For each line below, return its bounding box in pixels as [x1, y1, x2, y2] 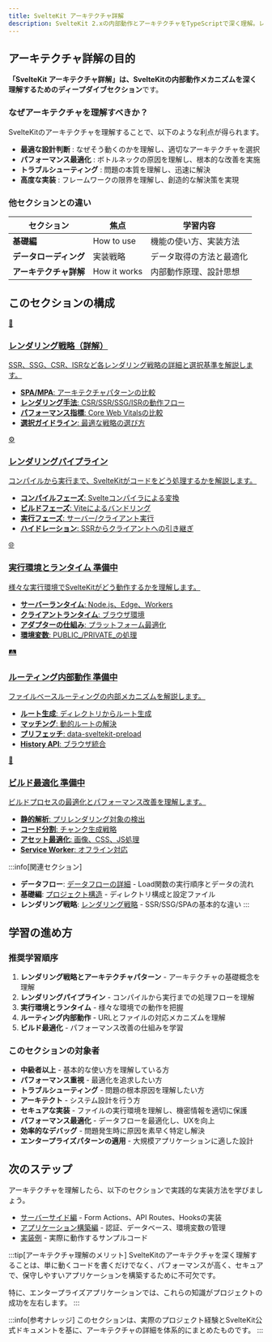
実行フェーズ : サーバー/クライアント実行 [19, 513, 155, 524]
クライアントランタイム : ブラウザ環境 [19, 610, 145, 619]
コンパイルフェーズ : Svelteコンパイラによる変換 [19, 493, 180, 503]
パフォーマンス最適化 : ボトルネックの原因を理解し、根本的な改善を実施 [19, 154, 261, 164]
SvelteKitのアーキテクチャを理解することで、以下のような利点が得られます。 [8, 127, 264, 136]
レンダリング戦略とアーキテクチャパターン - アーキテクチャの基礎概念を [19, 972, 261, 982]
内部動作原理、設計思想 [150, 265, 240, 277]
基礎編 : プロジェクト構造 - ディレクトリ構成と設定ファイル [19, 890, 216, 900]
